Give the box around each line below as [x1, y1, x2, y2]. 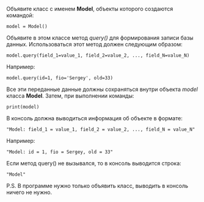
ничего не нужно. [6, 189, 53, 196]
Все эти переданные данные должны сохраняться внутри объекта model [6, 85, 199, 93]
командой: [6, 12, 34, 19]
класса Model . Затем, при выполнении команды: [6, 92, 134, 99]
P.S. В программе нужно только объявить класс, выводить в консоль [6, 182, 188, 189]
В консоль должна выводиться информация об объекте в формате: [6, 115, 183, 121]
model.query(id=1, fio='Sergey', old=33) [6, 75, 114, 81]
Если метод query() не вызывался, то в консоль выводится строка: [6, 160, 181, 167]
